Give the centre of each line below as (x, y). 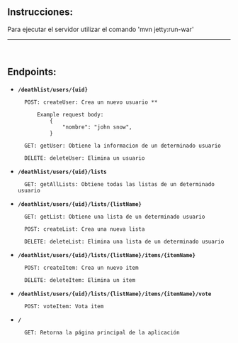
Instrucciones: (40, 12)
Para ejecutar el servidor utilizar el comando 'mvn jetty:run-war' (101, 29)
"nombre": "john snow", (97, 127)
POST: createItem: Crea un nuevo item (81, 268)
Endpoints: (32, 72)
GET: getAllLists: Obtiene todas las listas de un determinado (119, 184)
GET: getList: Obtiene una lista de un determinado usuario (115, 217)
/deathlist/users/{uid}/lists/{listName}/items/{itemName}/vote (114, 294)
